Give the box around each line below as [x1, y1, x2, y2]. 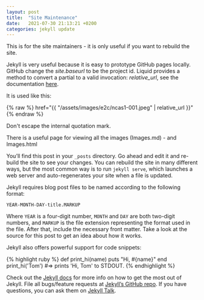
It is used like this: [6, 92, 52, 99]
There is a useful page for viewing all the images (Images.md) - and [6, 134, 177, 141]
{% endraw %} [6, 110, 44, 118]
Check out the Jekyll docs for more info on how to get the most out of [6, 274, 182, 281]
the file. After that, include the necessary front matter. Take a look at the [6, 226, 188, 233]
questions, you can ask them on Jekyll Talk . [6, 287, 117, 295]
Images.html [6, 141, 38, 148]
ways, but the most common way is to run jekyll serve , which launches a [6, 165, 193, 173]
